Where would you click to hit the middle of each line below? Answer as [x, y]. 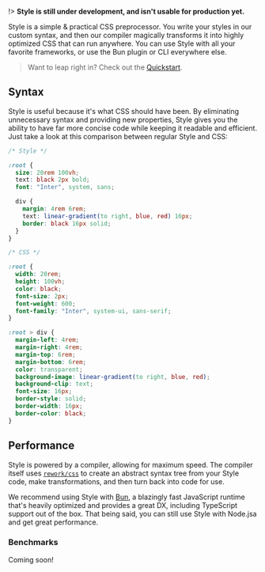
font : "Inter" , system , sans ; [65, 188]
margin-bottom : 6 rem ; [51, 362]
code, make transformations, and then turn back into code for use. [117, 481]
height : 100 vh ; [40, 282]
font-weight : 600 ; [46, 304]
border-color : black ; [51, 413]
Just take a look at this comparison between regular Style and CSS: [118, 136]
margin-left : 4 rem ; [47, 340]
